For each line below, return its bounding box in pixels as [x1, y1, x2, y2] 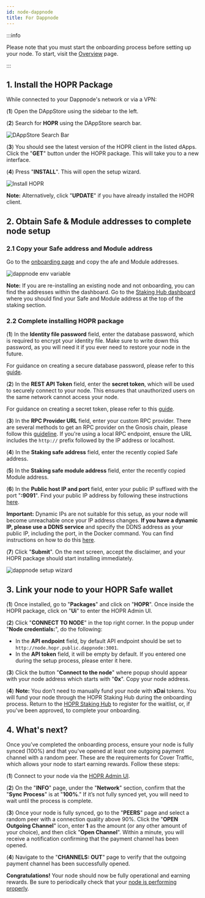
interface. [6, 156, 31, 164]
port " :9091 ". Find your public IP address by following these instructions [6, 492, 188, 500]
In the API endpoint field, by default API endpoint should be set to [15, 637, 182, 645]
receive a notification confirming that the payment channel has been [6, 835, 179, 842]
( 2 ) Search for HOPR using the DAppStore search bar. [6, 120, 142, 127]
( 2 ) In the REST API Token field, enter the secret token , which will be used [6, 381, 195, 388]
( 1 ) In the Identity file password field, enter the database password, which [6, 330, 194, 338]
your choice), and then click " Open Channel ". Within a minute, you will [6, 828, 184, 835]
